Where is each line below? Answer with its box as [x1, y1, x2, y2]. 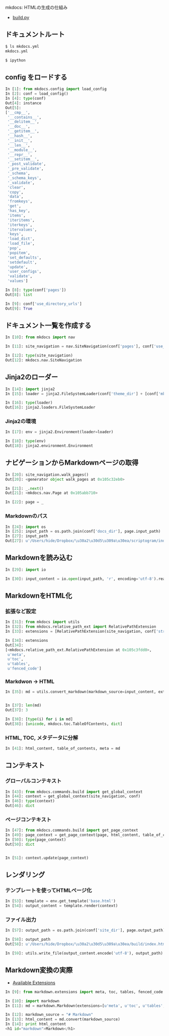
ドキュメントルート [5, 30, 65, 39]
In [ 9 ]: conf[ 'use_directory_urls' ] [5, 301, 82, 306]
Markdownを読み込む [5, 553, 73, 562]
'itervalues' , [7, 227, 37, 232]
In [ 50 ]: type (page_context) [5, 837, 66, 842]
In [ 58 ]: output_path [5, 937, 51, 942]
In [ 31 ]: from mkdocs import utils [5, 620, 80, 625]
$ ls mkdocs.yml [5, 44, 39, 49]
